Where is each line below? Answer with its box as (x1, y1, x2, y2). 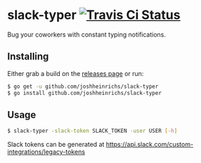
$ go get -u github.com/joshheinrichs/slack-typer (7, 83, 159, 90)
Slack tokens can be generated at (7, 141, 105, 149)
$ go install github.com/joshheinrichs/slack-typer (7, 89, 162, 96)
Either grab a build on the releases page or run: (7, 69, 144, 77)
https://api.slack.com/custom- (105, 141, 194, 149)
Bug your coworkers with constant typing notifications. (7, 30, 167, 39)
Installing (7, 51, 49, 63)
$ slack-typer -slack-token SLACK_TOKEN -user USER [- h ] (7, 127, 178, 135)
